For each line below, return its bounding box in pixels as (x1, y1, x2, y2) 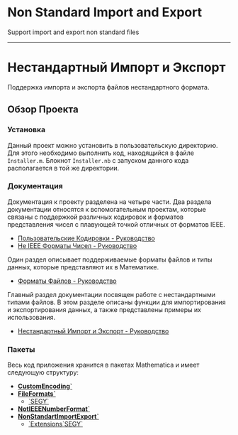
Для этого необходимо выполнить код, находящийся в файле (7, 149, 195, 157)
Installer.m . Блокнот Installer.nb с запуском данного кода (7, 156, 189, 164)
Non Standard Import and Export (7, 4, 203, 21)
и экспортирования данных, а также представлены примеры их (7, 305, 202, 313)
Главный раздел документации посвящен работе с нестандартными (7, 290, 216, 299)
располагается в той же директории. (7, 163, 120, 172)
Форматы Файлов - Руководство (17, 276, 117, 285)
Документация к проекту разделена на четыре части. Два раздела (7, 197, 212, 206)
